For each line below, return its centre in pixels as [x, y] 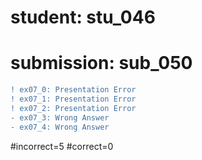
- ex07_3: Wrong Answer [60, 117]
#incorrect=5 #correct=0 [62, 146]
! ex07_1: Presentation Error [73, 99]
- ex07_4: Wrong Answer [60, 127]
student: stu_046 [83, 17]
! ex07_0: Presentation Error [73, 90]
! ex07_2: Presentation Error [73, 108]
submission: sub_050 [101, 63]
